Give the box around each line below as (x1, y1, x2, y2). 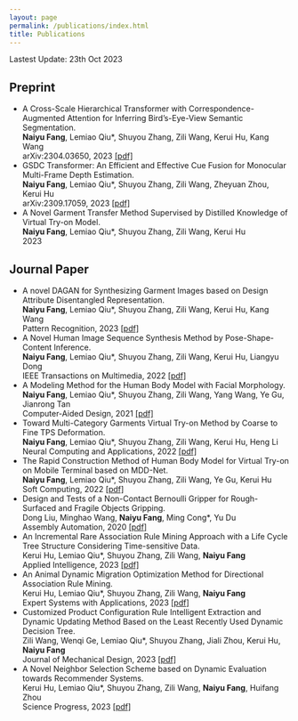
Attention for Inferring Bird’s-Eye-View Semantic (67, 113, 244, 124)
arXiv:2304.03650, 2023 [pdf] (21, 150, 133, 161)
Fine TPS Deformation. (21, 427, 106, 437)
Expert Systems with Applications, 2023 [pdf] (21, 597, 189, 608)
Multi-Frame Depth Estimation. (21, 170, 135, 181)
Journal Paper (9, 262, 89, 277)
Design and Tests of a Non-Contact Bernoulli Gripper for (21, 493, 230, 504)
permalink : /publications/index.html (9, 21, 149, 30)
